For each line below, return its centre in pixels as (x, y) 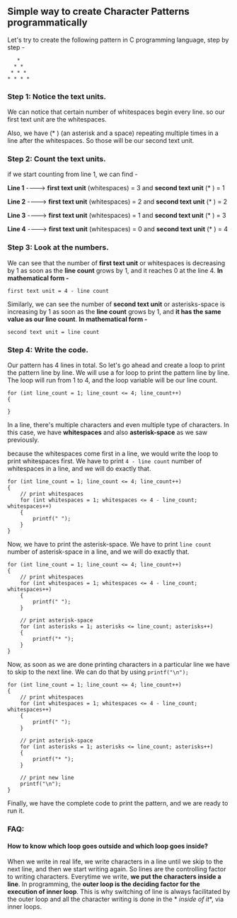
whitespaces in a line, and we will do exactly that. (79, 469)
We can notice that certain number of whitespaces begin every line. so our (116, 112)
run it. (16, 810)
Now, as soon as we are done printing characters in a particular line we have (118, 664)
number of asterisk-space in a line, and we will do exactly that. (98, 552)
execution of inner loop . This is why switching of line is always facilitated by (119, 892)
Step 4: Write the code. (48, 349)
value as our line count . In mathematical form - (77, 319)
